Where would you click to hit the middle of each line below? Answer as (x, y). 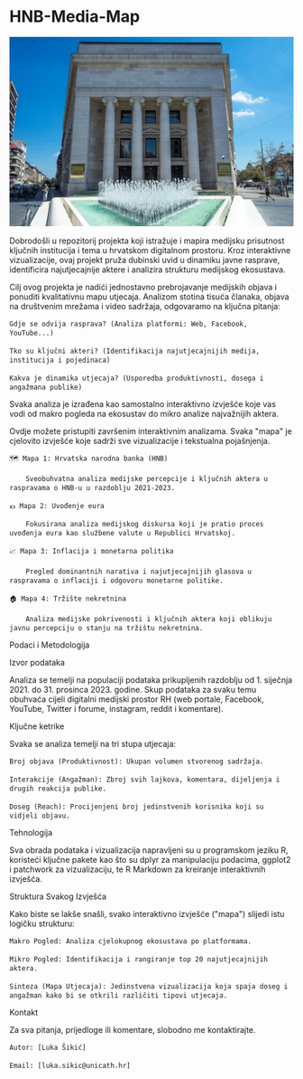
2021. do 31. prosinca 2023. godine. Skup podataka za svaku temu (133, 690)
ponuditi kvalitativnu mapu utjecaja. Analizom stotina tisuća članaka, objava (150, 297)
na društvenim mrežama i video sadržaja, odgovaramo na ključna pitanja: (145, 307)
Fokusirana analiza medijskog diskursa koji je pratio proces (145, 525)
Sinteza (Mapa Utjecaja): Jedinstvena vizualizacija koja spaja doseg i (149, 987)
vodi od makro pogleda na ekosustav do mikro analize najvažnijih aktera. (144, 414)
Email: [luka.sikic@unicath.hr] (70, 1066)
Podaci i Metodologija (50, 645)
